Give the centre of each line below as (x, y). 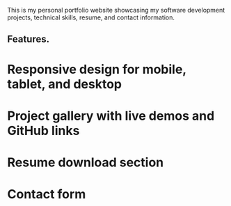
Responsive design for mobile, (97, 69)
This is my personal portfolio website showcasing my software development (116, 10)
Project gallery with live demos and (111, 116)
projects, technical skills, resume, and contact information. (91, 17)
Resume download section (86, 162)
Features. (29, 39)
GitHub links (43, 130)
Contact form (47, 195)
